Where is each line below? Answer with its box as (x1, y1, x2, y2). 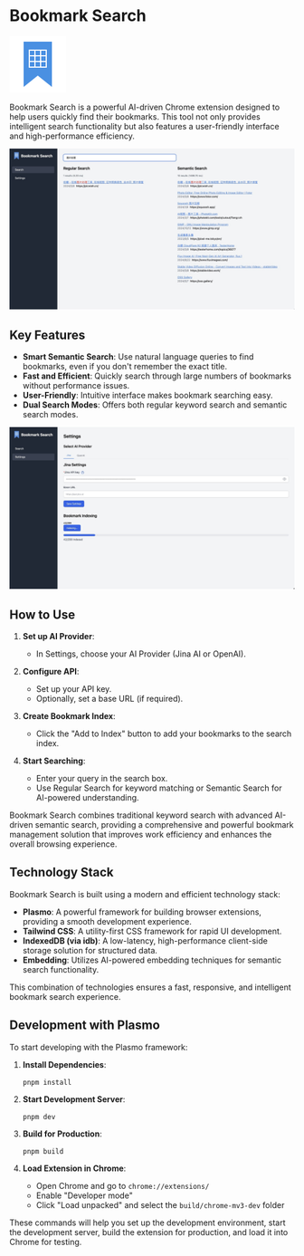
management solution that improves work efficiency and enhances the (9, 829, 272, 839)
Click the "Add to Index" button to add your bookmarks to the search (35, 728, 292, 739)
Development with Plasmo (9, 1018, 160, 1033)
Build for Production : (22, 1128, 102, 1139)
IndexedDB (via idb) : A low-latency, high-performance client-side (22, 935, 269, 946)
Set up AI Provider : (22, 631, 95, 641)
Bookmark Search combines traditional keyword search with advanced (9, 810, 273, 820)
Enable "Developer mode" (35, 1190, 133, 1201)
